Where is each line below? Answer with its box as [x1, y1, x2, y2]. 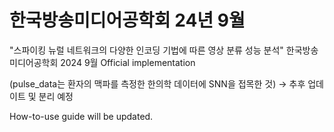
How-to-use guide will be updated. [9, 110, 154, 122]
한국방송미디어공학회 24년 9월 [9, 9, 246, 32]
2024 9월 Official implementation [60, 56, 196, 68]
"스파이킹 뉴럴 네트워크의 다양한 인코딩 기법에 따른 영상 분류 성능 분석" [9, 44, 284, 56]
